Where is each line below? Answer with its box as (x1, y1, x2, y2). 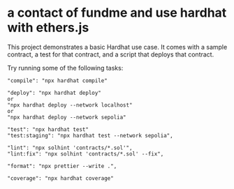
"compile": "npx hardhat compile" (7, 77, 108, 84)
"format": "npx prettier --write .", (7, 162, 117, 169)
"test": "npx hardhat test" (7, 126, 89, 133)
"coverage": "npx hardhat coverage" (7, 174, 114, 182)
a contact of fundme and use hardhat (7, 5, 227, 21)
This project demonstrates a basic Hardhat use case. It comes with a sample (7, 43, 228, 51)
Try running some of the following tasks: (7, 63, 124, 72)
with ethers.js (7, 20, 89, 36)
